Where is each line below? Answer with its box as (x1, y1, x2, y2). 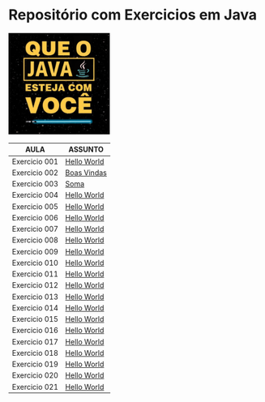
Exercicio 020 (11, 370, 59, 380)
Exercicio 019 (11, 359, 59, 370)
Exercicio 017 (11, 336, 59, 346)
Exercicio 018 (11, 348, 59, 357)
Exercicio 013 (11, 292, 59, 301)
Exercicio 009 (11, 246, 59, 256)
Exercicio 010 (11, 258, 59, 267)
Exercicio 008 (11, 235, 59, 245)
